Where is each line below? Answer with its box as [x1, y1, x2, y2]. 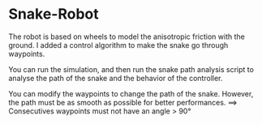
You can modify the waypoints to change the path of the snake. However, [8, 88, 254, 98]
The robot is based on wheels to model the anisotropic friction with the [8, 32, 245, 41]
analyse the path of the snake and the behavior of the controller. [8, 73, 223, 83]
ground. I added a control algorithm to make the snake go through [8, 40, 229, 49]
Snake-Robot [8, 5, 99, 24]
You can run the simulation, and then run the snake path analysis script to [8, 64, 254, 74]
